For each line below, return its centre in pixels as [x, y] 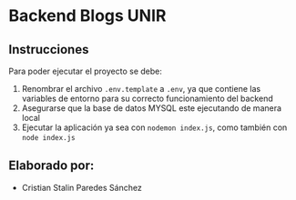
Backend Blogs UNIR [87, 16]
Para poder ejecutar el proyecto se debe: [86, 71]
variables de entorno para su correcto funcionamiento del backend [148, 98]
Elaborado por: [51, 166]
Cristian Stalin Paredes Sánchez [82, 187]
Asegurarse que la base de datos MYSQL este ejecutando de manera [152, 108]
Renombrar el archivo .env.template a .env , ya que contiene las [141, 89]
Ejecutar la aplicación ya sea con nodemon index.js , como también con [154, 127]
